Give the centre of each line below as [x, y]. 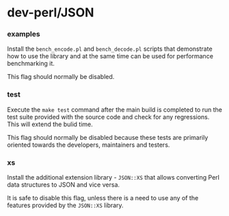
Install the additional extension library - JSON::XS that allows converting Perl [113, 178]
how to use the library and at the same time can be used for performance [110, 56]
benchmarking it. [31, 64]
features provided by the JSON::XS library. [66, 205]
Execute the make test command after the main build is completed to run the [114, 109]
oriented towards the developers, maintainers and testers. [89, 145]
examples [24, 34]
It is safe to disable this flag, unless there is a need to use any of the [103, 198]
